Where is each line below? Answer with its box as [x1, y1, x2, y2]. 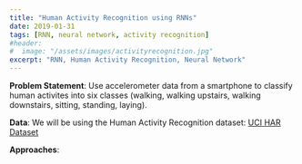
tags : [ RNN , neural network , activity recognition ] [9, 30, 209, 39]
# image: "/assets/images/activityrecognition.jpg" [9, 47, 214, 56]
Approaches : [9, 144, 60, 155]
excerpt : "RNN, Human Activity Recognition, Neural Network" [9, 55, 247, 64]
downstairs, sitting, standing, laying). [9, 100, 147, 110]
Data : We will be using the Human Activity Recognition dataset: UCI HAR [9, 117, 281, 128]
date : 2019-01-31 [9, 22, 75, 31]
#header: [9, 38, 43, 48]
